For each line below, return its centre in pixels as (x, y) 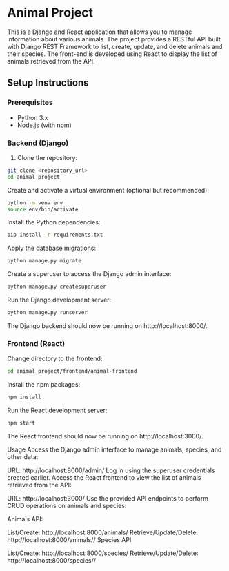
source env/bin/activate (43, 209)
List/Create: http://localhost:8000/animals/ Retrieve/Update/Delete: (103, 532)
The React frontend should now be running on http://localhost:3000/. (105, 436)
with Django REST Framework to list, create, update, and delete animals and (115, 46)
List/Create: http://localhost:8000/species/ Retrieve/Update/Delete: (103, 553)
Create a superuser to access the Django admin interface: (89, 274)
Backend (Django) (38, 143)
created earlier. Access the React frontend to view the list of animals (104, 477)
